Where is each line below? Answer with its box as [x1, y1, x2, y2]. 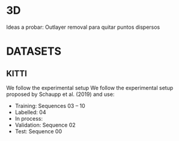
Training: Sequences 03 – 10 [14, 102, 85, 109]
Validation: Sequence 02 [14, 121, 76, 128]
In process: [14, 115, 43, 122]
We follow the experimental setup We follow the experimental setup [6, 84, 174, 91]
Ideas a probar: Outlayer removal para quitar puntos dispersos [6, 23, 160, 31]
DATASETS [6, 44, 62, 58]
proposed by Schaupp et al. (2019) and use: [6, 91, 115, 98]
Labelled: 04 [14, 109, 46, 116]
